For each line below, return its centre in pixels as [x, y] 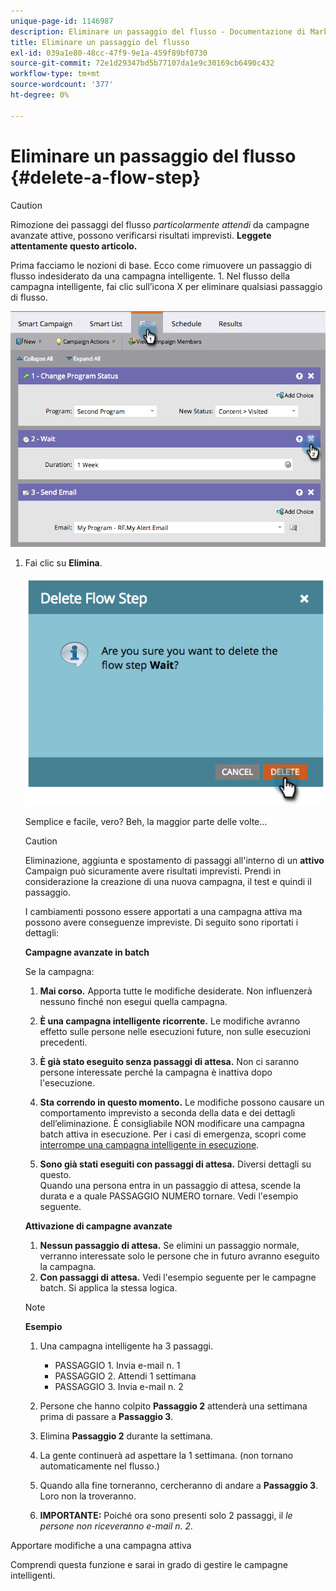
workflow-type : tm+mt [55, 74]
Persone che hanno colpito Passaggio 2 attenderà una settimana [173, 1406]
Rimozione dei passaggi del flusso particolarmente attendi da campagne [160, 224]
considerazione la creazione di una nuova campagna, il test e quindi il [168, 881]
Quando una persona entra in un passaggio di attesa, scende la [170, 1185]
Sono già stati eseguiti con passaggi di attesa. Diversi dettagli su [175, 1164]
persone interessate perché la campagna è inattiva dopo [156, 1072]
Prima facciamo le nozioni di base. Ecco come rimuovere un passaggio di [161, 265]
